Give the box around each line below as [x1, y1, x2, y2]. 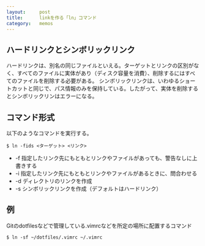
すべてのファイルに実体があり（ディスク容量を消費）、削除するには [17, 70, 185, 77]
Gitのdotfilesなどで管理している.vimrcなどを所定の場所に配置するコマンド [6, 222, 193, 229]
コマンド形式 [6, 112, 55, 122]
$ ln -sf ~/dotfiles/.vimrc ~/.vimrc [6, 234, 103, 240]
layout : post [6, 9, 51, 15]
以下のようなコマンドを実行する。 [6, 130, 92, 136]
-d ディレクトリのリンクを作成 [15, 177, 92, 184]
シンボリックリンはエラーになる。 [11, 92, 98, 100]
